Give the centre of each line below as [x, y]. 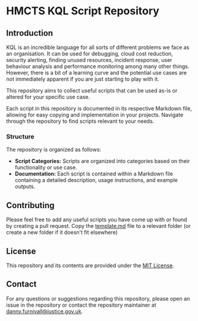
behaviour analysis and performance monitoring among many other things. [98, 66]
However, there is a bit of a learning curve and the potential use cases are [97, 72]
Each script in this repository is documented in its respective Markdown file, [99, 108]
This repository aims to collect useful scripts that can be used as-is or [92, 90]
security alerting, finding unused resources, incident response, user [89, 60]
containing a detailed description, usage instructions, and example [96, 180]
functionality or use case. [46, 168]
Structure [20, 137]
